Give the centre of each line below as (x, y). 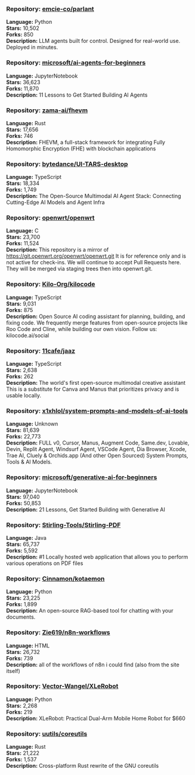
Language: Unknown (32, 424)
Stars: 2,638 (22, 370)
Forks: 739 (20, 658)
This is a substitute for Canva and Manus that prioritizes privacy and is (93, 389)
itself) (13, 671)
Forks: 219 (19, 712)
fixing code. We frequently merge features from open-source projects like (97, 322)
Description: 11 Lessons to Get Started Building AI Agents (77, 95)
